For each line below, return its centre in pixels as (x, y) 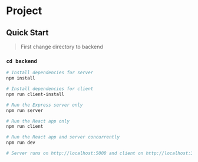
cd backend (22, 61)
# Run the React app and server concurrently (63, 137)
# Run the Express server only (44, 105)
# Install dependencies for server (50, 73)
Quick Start (27, 33)
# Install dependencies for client (50, 89)
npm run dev (21, 143)
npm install (21, 78)
